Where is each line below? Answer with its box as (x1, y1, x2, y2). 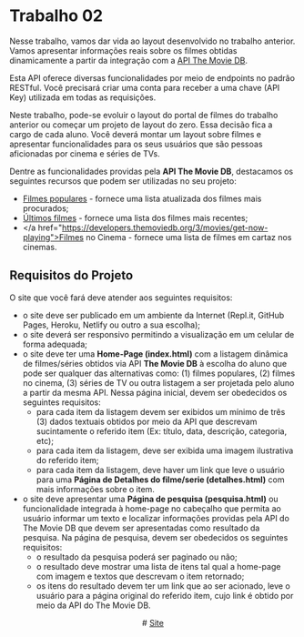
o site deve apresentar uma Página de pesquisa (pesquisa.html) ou (22, 493, 279, 504)
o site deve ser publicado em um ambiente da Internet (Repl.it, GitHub (22, 309, 285, 320)
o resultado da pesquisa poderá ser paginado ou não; (35, 551, 238, 562)
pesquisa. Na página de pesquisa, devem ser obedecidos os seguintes (22, 531, 289, 542)
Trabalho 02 (9, 5, 103, 26)
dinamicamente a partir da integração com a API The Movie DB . (9, 55, 248, 66)
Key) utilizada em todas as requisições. (9, 92, 157, 103)
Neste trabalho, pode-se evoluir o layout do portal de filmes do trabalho (9, 109, 279, 120)
